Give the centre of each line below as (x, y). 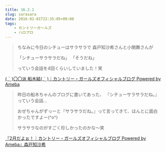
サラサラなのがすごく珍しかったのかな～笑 (61, 128)
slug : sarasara (21, 14)
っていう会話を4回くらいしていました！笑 (60, 68)
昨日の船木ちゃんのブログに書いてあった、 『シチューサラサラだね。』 (88, 95)
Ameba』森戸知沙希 (26, 144)
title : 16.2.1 (20, 10)
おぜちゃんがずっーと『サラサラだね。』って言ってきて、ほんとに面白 (87, 111)
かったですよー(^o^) (37, 117)
